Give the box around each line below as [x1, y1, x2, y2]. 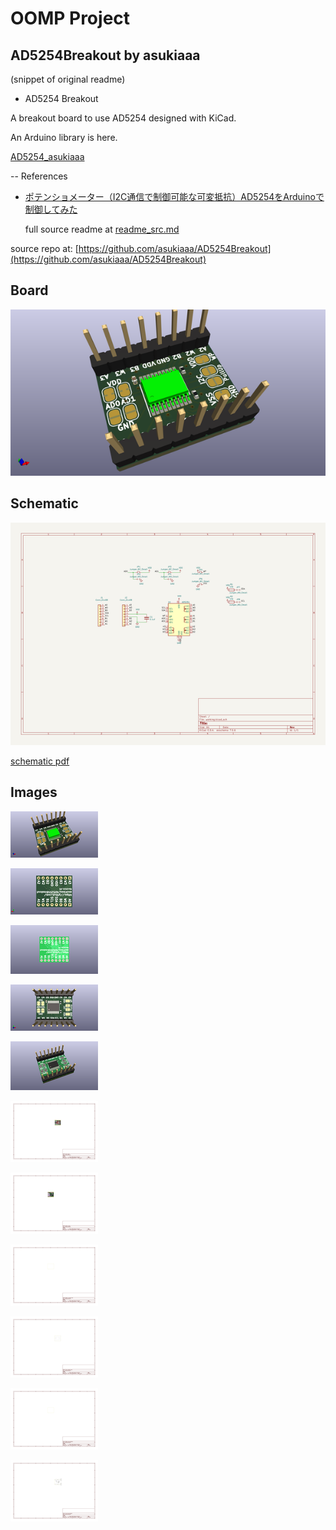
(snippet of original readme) [10, 73, 126, 85]
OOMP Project [10, 7, 131, 30]
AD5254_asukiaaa [10, 151, 85, 162]
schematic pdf [10, 755, 70, 767]
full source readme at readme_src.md [24, 223, 180, 235]
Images [10, 784, 58, 801]
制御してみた [24, 203, 78, 215]
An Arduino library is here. [10, 132, 118, 143]
